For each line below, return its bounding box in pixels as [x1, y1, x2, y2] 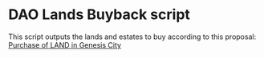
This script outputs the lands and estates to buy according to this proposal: [8, 32, 257, 41]
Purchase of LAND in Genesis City [8, 40, 122, 49]
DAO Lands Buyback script [8, 6, 191, 24]
